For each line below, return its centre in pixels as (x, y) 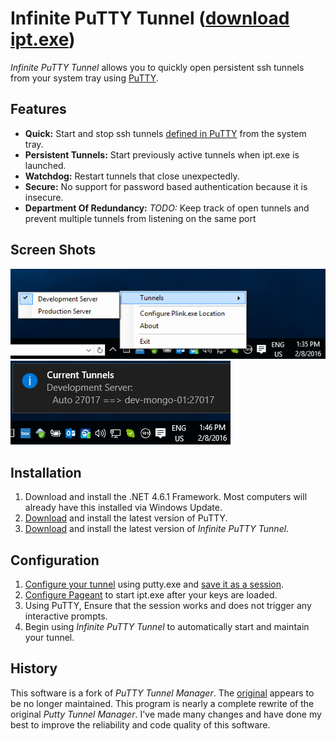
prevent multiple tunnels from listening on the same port (140, 218)
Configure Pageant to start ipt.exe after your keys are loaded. (151, 595)
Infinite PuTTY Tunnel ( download (150, 18)
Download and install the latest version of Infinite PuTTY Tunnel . (157, 529)
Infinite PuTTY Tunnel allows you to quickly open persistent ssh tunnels (157, 67)
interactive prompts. (66, 616)
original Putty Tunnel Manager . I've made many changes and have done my (166, 714)
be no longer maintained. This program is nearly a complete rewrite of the (162, 703)
